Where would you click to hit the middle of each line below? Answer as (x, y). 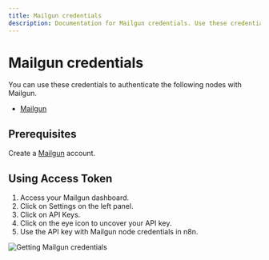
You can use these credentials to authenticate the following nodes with (125, 85)
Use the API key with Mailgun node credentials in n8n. (109, 232)
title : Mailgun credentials (55, 16)
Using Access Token (60, 178)
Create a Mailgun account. (52, 154)
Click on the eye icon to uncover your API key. (96, 223)
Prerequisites (42, 134)
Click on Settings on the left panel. (76, 206)
